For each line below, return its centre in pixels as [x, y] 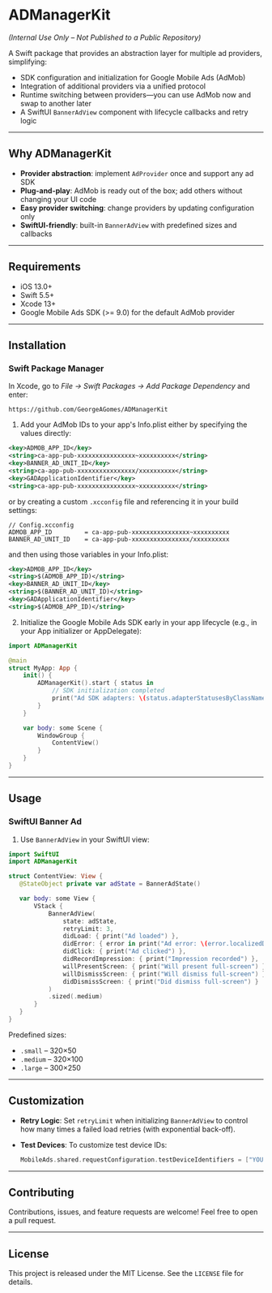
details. [21, 1282]
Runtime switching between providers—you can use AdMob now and [135, 94]
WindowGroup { [61, 735]
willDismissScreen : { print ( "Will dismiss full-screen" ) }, [166, 974]
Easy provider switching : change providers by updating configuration [137, 208]
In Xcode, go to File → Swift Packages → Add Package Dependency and [130, 386]
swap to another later [55, 103]
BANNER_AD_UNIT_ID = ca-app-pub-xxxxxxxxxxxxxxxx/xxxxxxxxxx [119, 539]
